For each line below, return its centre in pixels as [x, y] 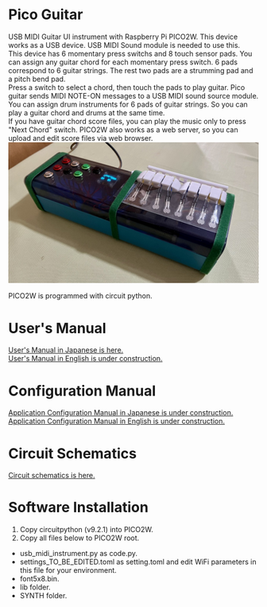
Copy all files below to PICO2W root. [79, 538]
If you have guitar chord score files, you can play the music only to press [127, 121]
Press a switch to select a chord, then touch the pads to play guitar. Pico [127, 87]
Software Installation [78, 508]
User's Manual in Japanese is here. [66, 350]
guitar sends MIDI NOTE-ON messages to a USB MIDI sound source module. [133, 95]
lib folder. [35, 587]
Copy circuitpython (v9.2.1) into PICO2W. [86, 530]
